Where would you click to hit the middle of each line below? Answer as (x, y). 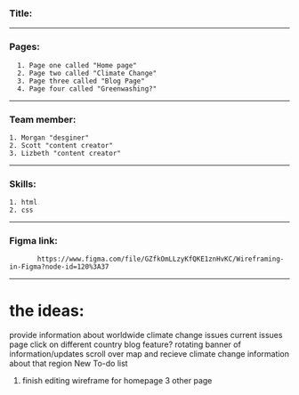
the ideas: (47, 310)
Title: (21, 13)
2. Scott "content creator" (61, 145)
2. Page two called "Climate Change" (87, 73)
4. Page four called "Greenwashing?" (87, 89)
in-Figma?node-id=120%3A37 (59, 267)
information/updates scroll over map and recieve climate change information (149, 354)
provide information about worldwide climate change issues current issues (146, 335)
